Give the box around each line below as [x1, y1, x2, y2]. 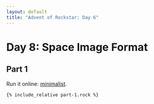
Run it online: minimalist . [6, 80, 67, 87]
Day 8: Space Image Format [6, 40, 149, 54]
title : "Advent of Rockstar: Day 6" [6, 14, 99, 20]
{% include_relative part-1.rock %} [6, 91, 99, 98]
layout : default [6, 8, 47, 15]
